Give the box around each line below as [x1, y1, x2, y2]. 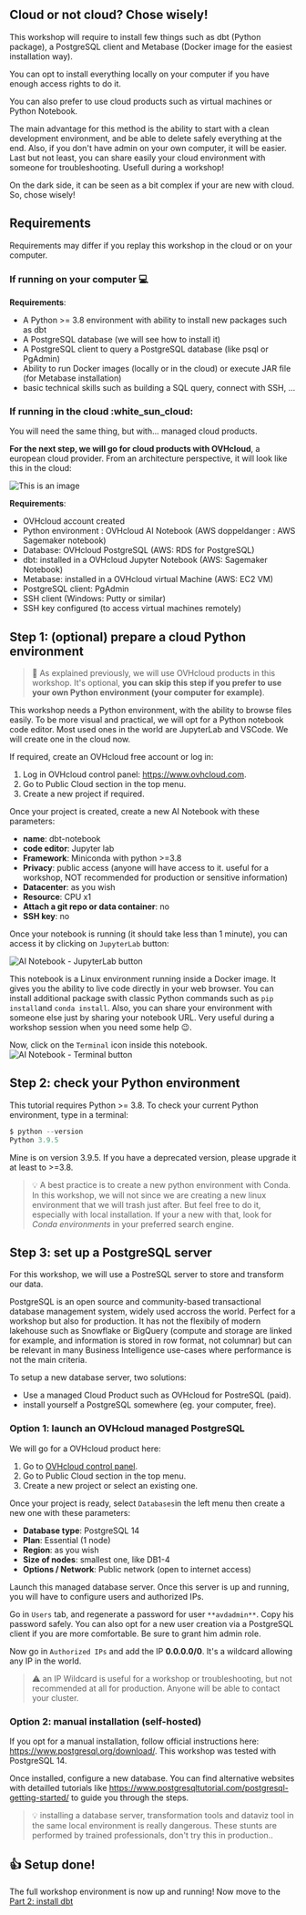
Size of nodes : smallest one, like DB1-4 [22, 1553, 170, 1565]
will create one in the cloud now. [9, 733, 131, 745]
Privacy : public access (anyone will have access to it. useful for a [22, 863, 269, 874]
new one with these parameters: [9, 1507, 130, 1518]
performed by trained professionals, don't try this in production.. [31, 1830, 273, 1840]
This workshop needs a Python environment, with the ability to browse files [9, 705, 292, 716]
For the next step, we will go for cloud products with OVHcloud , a [9, 444, 260, 455]
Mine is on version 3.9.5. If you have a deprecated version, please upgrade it [9, 1152, 297, 1162]
